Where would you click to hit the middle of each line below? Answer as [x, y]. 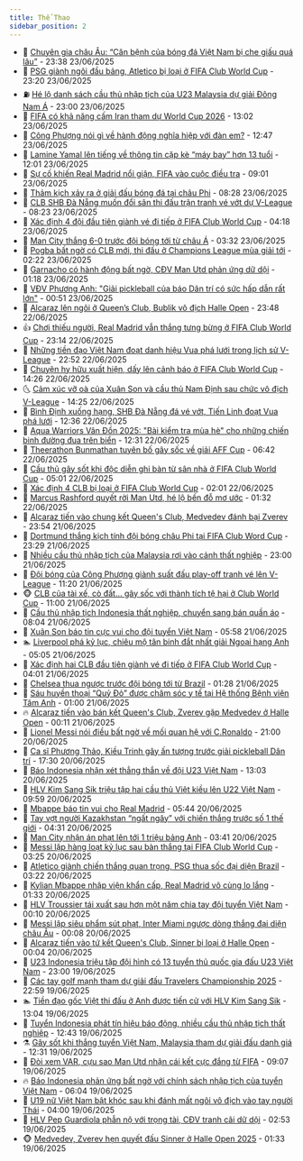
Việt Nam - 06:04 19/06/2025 [78, 1091]
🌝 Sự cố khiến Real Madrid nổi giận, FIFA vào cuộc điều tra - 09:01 [145, 173]
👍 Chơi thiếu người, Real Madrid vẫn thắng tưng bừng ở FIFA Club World [156, 327]
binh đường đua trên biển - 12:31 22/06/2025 [106, 440]
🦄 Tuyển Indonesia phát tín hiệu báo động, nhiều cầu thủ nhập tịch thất [154, 1023]
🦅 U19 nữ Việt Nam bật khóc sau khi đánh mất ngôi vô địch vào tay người [157, 1100]
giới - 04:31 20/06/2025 [67, 827]
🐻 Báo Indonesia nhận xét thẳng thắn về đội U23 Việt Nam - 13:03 [144, 770]
